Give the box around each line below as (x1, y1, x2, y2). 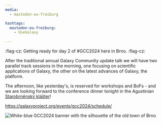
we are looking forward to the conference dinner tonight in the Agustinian (5, 88, 154, 94)
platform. (5, 74, 24, 79)
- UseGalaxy (14, 30, 38, 35)
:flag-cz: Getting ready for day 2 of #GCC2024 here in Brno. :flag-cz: (5, 48, 145, 54)
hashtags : (5, 21, 26, 26)
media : (5, 7, 19, 12)
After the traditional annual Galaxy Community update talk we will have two (5, 58, 158, 63)
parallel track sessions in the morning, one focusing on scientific (5, 63, 136, 69)
